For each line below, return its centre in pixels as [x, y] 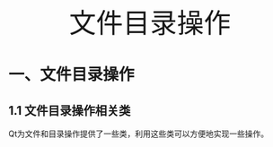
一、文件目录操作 [72, 75]
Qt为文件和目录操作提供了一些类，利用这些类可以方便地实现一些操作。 [139, 134]
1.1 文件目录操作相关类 [70, 111]
